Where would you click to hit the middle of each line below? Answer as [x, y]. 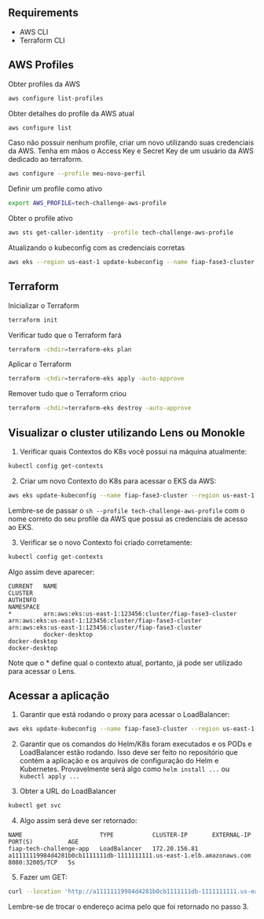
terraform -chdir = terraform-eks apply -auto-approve [96, 379]
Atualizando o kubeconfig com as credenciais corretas [97, 248]
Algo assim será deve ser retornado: [78, 821]
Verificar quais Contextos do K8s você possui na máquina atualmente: [133, 452]
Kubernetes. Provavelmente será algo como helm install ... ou [125, 769]
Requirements [43, 13]
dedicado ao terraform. [46, 160]
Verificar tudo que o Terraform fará [65, 335]
